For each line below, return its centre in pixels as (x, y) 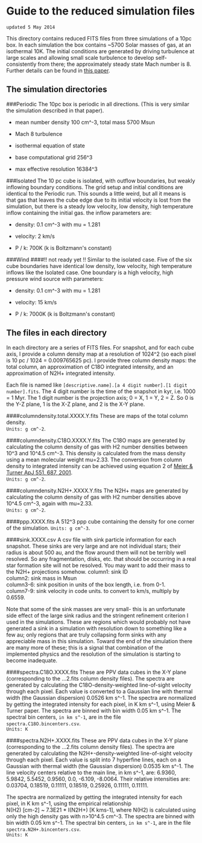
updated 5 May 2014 (31, 27)
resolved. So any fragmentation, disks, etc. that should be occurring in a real (101, 559)
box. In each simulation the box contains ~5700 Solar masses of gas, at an (99, 45)
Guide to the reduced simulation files (100, 11)
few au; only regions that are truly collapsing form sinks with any (87, 635)
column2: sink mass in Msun (42, 578)
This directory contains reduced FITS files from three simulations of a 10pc (99, 38)
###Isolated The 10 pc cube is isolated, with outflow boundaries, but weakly (101, 181)
